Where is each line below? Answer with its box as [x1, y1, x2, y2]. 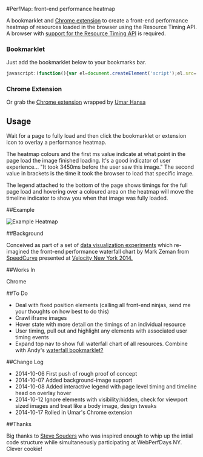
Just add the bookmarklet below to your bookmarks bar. [6, 59, 147, 66]
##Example [6, 206, 35, 214]
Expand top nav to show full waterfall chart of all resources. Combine [15, 340, 188, 348]
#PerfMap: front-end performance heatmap [6, 5, 116, 12]
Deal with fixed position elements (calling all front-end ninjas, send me [15, 302, 191, 309]
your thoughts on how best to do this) [15, 308, 109, 315]
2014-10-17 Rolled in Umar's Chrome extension [15, 409, 133, 416]
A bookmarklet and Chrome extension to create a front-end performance [6, 17, 188, 24]
